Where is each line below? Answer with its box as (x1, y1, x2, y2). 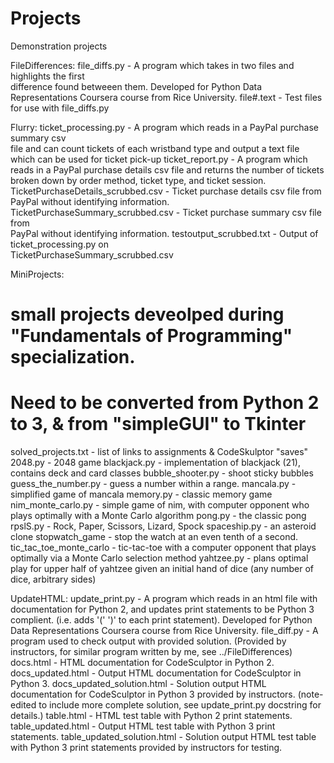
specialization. (10, 346, 136, 369)
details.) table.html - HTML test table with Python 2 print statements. (10, 710, 293, 722)
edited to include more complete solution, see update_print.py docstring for (10, 699, 322, 711)
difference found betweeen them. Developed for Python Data (10, 80, 263, 92)
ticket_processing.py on (10, 238, 109, 250)
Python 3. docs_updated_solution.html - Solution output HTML (10, 678, 267, 690)
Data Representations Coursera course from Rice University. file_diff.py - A (10, 625, 319, 637)
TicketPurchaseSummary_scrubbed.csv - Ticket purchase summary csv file (10, 206, 322, 218)
